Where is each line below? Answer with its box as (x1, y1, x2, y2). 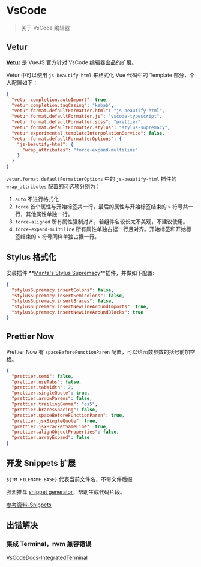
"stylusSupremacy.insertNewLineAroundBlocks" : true (11, 309, 144, 315)
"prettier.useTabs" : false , (11, 379, 82, 385)
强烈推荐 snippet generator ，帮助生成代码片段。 (6, 488, 126, 496)
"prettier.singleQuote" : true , (11, 390, 90, 396)
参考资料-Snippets (6, 501, 52, 508)
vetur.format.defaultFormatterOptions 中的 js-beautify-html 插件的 (6, 175, 177, 182)
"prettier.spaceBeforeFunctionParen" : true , (11, 412, 125, 418)
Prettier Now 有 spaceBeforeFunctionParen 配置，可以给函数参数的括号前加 (6, 348, 190, 355)
